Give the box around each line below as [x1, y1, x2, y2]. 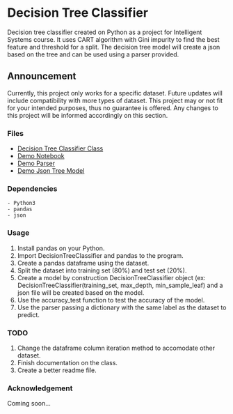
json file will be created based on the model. [17, 288, 145, 297]
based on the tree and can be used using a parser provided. [7, 50, 179, 59]
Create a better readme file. [17, 366, 97, 374]
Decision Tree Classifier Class [17, 144, 104, 153]
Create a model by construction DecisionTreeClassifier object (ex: [17, 273, 206, 282]
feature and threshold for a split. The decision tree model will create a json [7, 43, 220, 51]
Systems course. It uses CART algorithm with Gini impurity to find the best [7, 35, 220, 43]
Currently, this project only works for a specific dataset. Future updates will [7, 89, 223, 97]
